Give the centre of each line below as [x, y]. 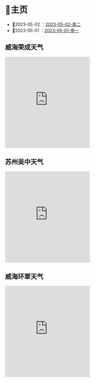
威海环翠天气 [24, 276]
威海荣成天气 [24, 47]
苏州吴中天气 [24, 162]
